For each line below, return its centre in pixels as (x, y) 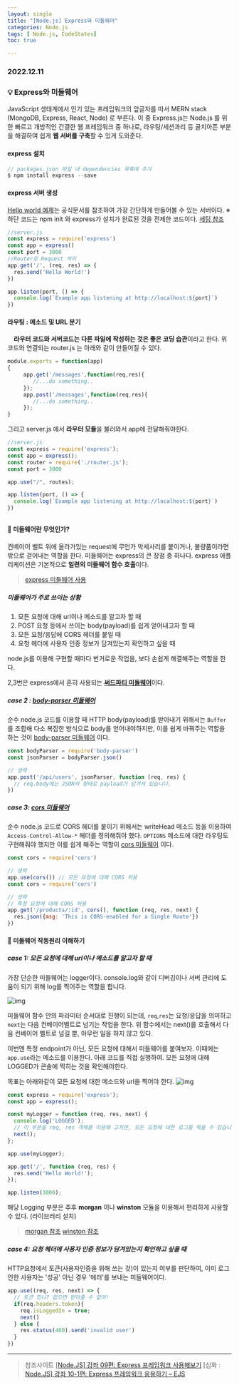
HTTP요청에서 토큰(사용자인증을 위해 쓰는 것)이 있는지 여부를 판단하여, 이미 (112, 1268)
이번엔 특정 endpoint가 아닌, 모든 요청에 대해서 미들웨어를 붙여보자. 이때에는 (113, 1048)
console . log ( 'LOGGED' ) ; (49, 1121)
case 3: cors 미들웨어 (38, 807)
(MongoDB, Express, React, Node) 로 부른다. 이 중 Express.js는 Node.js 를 (114, 118)
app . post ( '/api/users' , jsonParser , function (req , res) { (97, 777)
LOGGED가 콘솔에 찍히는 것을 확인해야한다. (68, 1066)
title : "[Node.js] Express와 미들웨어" (63, 21)
